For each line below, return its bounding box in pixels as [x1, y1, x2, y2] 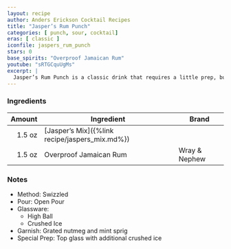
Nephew [178, 154, 206, 163]
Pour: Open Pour [16, 197, 65, 206]
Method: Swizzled [16, 190, 69, 198]
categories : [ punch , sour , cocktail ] [7, 29, 118, 36]
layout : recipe [7, 10, 51, 17]
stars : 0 [7, 49, 32, 56]
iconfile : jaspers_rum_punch [7, 42, 91, 49]
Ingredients [7, 97, 47, 106]
